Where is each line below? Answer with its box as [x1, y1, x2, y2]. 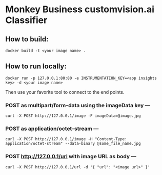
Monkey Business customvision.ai [5, 4, 155, 15]
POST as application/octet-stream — [5, 125, 99, 132]
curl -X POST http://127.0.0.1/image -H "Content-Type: [5, 137, 127, 142]
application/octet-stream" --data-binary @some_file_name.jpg [5, 141, 141, 146]
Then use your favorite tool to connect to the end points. [5, 89, 125, 95]
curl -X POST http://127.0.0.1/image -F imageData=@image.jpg [5, 113, 141, 118]
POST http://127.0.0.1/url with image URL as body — [5, 153, 137, 160]
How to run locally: [5, 62, 67, 71]
